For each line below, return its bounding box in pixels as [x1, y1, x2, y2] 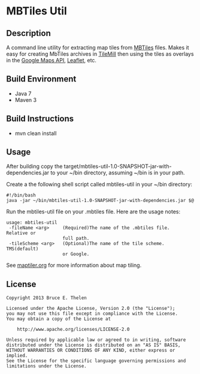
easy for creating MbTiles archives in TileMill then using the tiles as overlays [6, 50, 194, 58]
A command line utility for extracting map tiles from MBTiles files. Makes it [6, 44, 190, 51]
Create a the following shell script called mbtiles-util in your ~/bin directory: [6, 181, 193, 188]
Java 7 [14, 90, 32, 97]
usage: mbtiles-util [6, 220, 58, 226]
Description [6, 28, 51, 38]
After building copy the [6, 163, 63, 170]
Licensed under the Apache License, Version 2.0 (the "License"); [6, 306, 175, 312]
